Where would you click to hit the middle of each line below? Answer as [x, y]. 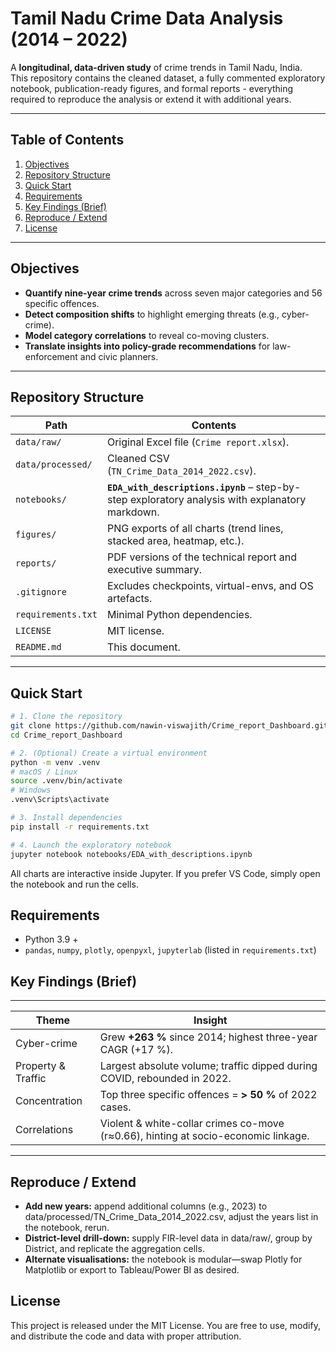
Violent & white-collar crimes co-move [192, 1124]
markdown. [133, 512]
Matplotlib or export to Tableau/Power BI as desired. [132, 1270]
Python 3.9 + [51, 939]
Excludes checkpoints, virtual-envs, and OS [210, 586]
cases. [115, 1107]
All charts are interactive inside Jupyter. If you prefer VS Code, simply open [165, 873]
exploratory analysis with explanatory [218, 500]
